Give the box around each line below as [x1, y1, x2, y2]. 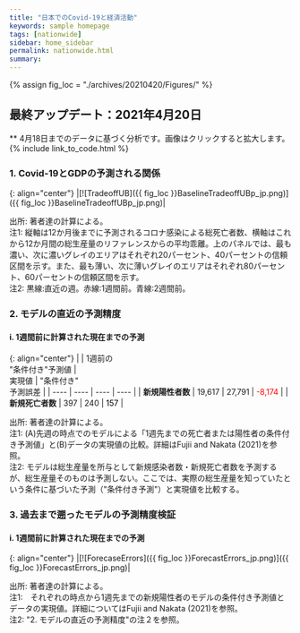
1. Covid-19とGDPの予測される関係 [9, 167, 161, 179]
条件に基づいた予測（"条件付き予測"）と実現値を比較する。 [24, 484, 244, 495]
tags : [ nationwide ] [9, 30, 82, 38]
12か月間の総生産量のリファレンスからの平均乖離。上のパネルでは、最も [24, 238, 292, 249]
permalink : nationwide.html [9, 47, 115, 56]
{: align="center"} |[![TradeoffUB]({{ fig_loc [9, 188, 169, 199]
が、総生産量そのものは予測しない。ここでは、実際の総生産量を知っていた [9, 473, 284, 483]
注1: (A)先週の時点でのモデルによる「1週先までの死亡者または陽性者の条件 [9, 428, 282, 439]
